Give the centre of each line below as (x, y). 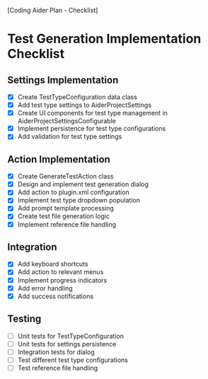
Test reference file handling (58, 368)
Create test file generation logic (63, 216)
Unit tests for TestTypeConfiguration (70, 336)
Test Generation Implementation (104, 39)
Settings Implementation (63, 80)
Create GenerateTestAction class (65, 176)
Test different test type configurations (73, 360)
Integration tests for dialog (56, 352)
